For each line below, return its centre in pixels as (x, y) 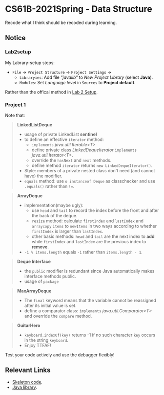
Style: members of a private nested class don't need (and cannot (90, 170)
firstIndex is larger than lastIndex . (67, 231)
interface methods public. (50, 276)
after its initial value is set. (50, 305)
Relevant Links (28, 370)
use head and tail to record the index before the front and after (95, 210)
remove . (40, 247)
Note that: (15, 115)
